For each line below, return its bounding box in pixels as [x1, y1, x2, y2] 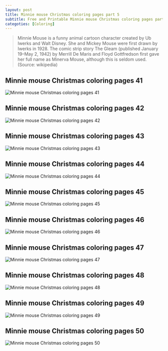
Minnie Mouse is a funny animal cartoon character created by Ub [17, 35, 151, 41]
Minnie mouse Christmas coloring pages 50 [5, 326, 144, 335]
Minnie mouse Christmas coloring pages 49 [5, 299, 144, 307]
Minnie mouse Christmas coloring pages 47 [5, 243, 144, 252]
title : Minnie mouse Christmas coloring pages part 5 [5, 12, 120, 17]
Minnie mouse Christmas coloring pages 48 [5, 271, 144, 280]
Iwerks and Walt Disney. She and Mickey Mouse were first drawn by [17, 41, 158, 47]
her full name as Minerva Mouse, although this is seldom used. [17, 56, 147, 63]
